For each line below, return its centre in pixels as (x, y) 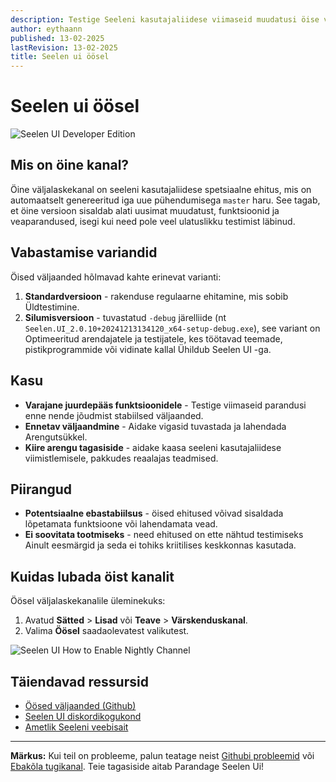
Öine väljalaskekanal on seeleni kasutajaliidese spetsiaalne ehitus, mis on (161, 189)
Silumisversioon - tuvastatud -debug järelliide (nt (125, 317)
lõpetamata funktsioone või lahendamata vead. (121, 524)
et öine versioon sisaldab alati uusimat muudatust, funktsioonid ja (145, 210)
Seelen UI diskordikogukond (83, 716)
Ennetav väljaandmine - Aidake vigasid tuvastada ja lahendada (155, 426)
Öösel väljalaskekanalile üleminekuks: (88, 601)
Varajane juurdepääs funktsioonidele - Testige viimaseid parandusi (165, 405)
